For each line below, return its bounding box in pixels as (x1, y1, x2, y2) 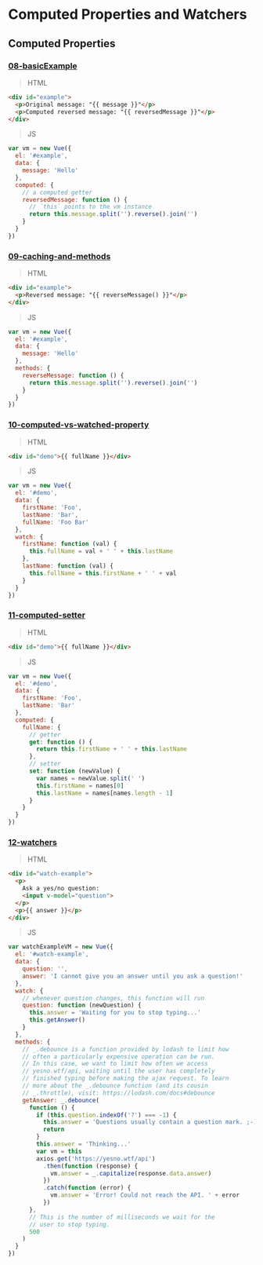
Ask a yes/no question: (22, 885, 100, 893)
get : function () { (28, 738, 92, 746)
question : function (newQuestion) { (22, 1001, 142, 1010)
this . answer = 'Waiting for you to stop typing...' (28, 1009, 201, 1017)
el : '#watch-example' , (15, 950, 89, 959)
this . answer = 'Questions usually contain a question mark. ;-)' (42, 1118, 261, 1126)
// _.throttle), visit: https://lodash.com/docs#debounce (22, 1089, 215, 1097)
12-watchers (8, 836, 57, 847)
